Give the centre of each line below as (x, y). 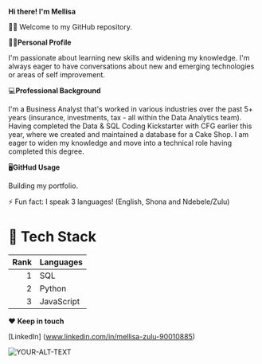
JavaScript (60, 301)
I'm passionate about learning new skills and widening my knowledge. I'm (129, 58)
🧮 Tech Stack (53, 237)
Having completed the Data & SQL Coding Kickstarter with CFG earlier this (130, 126)
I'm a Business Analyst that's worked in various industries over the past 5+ (131, 109)
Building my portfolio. (43, 186)
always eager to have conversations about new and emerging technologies (131, 66)
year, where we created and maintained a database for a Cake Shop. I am (129, 134)
